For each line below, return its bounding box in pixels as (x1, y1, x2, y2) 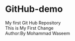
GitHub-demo (5, 3, 63, 15)
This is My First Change (5, 25, 54, 31)
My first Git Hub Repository (5, 20, 61, 26)
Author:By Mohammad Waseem (5, 30, 71, 36)
